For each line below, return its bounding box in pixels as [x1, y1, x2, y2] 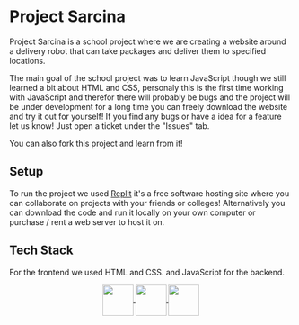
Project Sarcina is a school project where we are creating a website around [9, 36, 286, 47]
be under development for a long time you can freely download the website [9, 101, 288, 112]
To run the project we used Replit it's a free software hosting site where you [9, 187, 290, 199]
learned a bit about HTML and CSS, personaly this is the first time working [9, 82, 285, 93]
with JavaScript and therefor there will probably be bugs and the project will [9, 92, 290, 103]
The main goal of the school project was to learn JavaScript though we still [9, 72, 286, 83]
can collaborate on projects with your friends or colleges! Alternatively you [9, 197, 286, 208]
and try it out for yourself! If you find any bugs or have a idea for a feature [9, 111, 282, 122]
